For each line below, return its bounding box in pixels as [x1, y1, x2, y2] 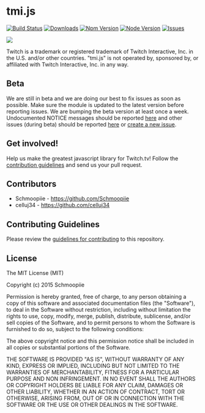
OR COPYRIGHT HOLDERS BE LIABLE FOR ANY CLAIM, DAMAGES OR [6, 382, 184, 389]
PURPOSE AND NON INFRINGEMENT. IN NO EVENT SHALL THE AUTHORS [6, 375, 196, 382]
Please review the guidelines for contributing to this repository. [6, 235, 165, 243]
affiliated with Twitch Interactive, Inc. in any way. [6, 60, 129, 68]
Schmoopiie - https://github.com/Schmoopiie [15, 195, 130, 202]
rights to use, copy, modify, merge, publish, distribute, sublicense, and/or [6, 313, 191, 320]
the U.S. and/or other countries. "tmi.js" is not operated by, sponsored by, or [6, 54, 199, 62]
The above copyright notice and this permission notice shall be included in [6, 337, 194, 345]
